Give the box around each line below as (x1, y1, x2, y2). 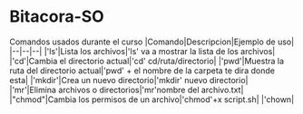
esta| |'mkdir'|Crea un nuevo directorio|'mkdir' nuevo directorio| (9, 74, 249, 85)
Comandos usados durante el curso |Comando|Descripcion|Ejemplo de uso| (9, 36, 295, 47)
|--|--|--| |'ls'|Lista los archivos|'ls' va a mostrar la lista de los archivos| (9, 45, 276, 56)
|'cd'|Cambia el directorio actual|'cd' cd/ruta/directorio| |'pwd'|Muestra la (9, 55, 284, 66)
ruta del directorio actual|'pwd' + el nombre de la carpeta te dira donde (9, 65, 275, 76)
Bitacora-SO (9, 6, 104, 27)
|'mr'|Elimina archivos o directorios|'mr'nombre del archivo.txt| (9, 84, 244, 95)
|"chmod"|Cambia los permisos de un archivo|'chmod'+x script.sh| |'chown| (9, 93, 295, 105)
